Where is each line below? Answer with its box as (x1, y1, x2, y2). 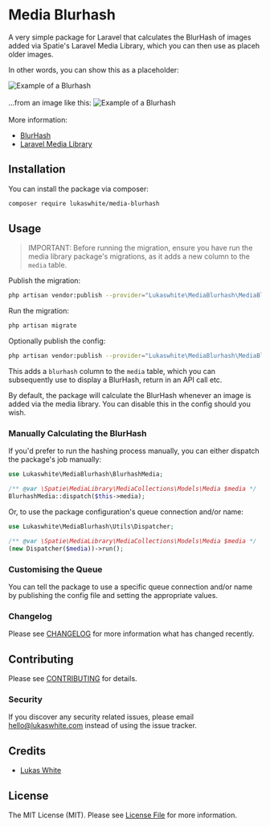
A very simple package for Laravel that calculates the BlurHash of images (8, 32, 252, 42)
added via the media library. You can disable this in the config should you (8, 399, 252, 409)
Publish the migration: (8, 276, 81, 285)
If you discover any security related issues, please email (8, 712, 194, 722)
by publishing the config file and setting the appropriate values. (8, 590, 219, 600)
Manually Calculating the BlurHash (8, 427, 147, 438)
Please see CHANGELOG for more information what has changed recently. (8, 629, 255, 638)
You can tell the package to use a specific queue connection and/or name (8, 582, 253, 592)
